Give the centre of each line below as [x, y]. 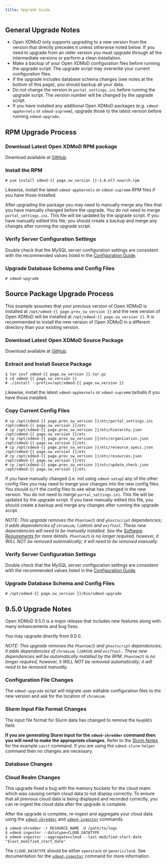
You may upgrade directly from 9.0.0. [43, 636]
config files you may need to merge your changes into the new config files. [82, 483]
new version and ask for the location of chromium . [56, 696]
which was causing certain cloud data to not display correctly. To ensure [80, 793]
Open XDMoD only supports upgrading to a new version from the [79, 42]
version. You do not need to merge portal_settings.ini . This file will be [79, 494]
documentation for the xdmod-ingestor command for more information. [78, 856]
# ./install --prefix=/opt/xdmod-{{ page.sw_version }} [64, 383]
